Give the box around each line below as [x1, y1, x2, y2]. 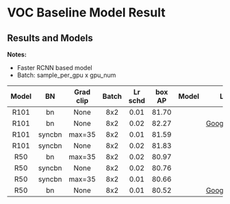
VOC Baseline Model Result [7, 5, 166, 21]
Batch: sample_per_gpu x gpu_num [16, 71, 116, 79]
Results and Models [7, 32, 94, 44]
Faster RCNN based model [16, 64, 92, 71]
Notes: [7, 50, 27, 58]
